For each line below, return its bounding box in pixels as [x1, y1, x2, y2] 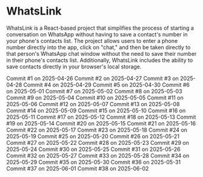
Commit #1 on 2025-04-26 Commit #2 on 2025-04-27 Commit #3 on [6, 75, 179, 82]
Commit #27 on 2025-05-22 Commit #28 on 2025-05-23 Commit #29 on [6, 139, 189, 146]
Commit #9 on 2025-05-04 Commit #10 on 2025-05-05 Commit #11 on [6, 94, 184, 101]
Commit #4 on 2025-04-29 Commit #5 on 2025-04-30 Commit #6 [23, 81, 190, 88]
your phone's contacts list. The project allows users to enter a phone [6, 37, 178, 44]
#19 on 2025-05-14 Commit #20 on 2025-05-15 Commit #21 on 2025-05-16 [6, 119, 196, 127]
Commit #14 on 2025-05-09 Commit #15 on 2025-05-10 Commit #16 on [6, 107, 186, 114]
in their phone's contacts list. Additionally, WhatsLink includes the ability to [6, 56, 193, 64]
